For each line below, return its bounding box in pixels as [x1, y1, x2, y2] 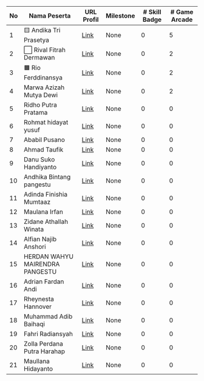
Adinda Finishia [24, 190, 68, 198]
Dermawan [24, 53, 55, 61]
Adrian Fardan [24, 277, 64, 286]
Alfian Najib [24, 235, 57, 243]
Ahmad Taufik [24, 146, 64, 153]
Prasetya [24, 36, 50, 44]
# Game [170, 8, 194, 16]
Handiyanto [24, 163, 57, 171]
